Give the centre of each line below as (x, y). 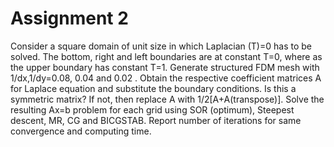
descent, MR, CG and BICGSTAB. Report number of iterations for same (156, 120)
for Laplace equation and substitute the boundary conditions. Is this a (153, 88)
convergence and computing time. (81, 131)
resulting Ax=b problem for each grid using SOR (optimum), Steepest (152, 109)
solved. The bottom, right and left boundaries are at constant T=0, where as (166, 56)
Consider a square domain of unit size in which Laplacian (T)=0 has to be (161, 46)
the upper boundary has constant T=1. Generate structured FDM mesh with (165, 67)
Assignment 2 (69, 18)
